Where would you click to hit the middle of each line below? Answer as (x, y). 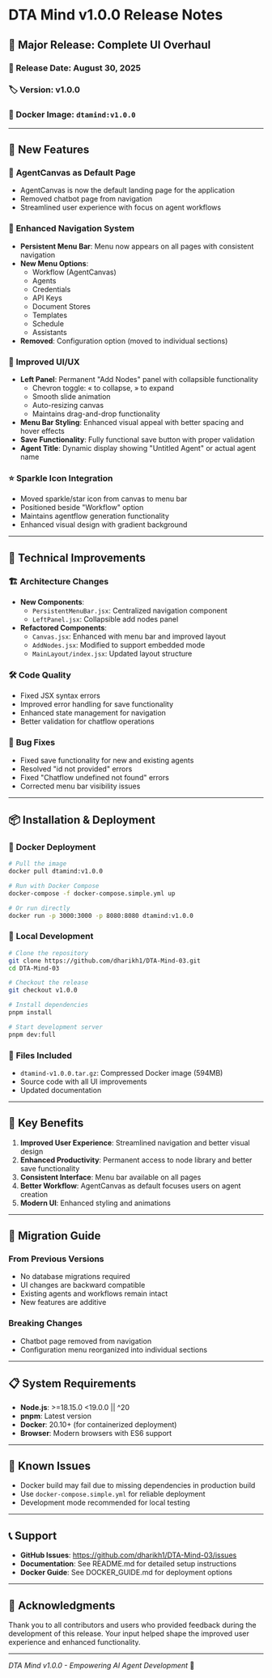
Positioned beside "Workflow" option (82, 508)
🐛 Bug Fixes (32, 742)
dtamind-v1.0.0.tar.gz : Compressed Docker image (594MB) (121, 1073)
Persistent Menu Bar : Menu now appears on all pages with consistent (137, 246)
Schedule (48, 323)
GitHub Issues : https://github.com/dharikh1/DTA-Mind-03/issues (128, 1555)
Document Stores (61, 306)
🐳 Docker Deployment (52, 847)
